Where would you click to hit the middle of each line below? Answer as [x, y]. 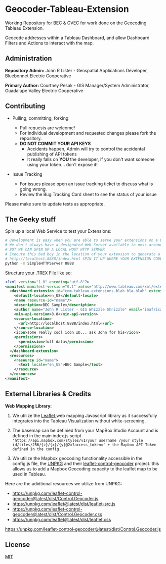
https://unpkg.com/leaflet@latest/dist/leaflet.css [62, 519]
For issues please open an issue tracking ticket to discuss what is [86, 184]
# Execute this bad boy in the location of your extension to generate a [83, 254]
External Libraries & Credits [48, 394]
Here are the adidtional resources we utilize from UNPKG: [63, 483]
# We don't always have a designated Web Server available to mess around [84, 245]
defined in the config [36, 449]
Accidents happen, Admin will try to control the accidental [86, 149]
